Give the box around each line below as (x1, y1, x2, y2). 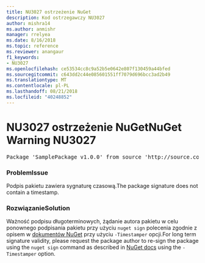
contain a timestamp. (6, 189, 59, 196)
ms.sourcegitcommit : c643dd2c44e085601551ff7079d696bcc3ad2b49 (6, 71, 171, 77)
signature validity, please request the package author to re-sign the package (6, 237, 199, 245)
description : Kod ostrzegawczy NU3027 (6, 15, 105, 21)
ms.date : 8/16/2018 (6, 37, 56, 43)
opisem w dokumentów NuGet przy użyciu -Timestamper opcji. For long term (6, 231, 196, 238)
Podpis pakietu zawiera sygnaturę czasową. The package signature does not (6, 182, 198, 189)
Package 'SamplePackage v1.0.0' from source (6, 153, 142, 160)
